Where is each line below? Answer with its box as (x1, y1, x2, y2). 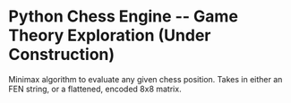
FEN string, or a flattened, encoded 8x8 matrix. (8, 83, 182, 94)
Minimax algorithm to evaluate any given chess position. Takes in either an (8, 73, 283, 84)
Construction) (8, 45, 116, 64)
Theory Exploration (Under (8, 25, 211, 46)
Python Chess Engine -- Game (8, 6, 239, 27)
